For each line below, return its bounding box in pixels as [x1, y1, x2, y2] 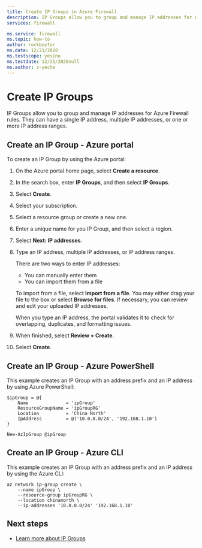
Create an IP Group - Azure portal [7, 140, 134, 150]
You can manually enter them [24, 272, 97, 279]
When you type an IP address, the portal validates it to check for [15, 314, 174, 321]
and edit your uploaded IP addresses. [15, 302, 108, 310]
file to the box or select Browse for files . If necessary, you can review [15, 296, 188, 303]
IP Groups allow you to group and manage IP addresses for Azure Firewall [7, 110, 189, 117]
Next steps [7, 519, 49, 529]
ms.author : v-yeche [7, 64, 56, 70]
